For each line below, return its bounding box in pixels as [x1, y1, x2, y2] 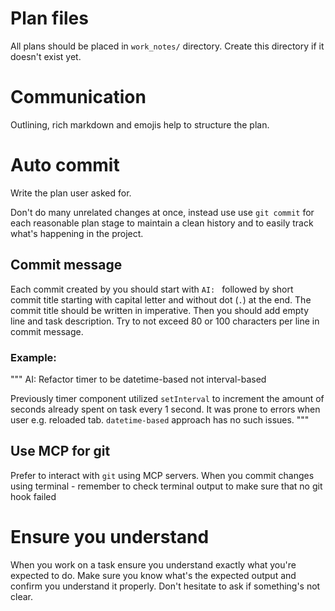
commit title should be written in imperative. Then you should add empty [10, 304, 310, 316]
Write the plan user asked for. [10, 187, 132, 199]
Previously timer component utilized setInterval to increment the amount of [10, 392, 325, 404]
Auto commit [10, 154, 120, 177]
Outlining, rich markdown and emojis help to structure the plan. [10, 118, 270, 131]
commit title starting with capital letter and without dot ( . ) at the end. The [10, 293, 312, 306]
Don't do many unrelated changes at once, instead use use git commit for [10, 206, 315, 218]
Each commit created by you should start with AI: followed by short [10, 283, 294, 295]
